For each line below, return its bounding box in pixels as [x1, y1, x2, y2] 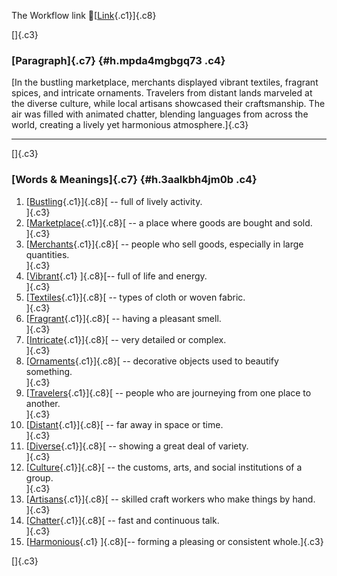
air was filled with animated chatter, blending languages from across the [11, 108, 309, 120]
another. [25, 397, 61, 409]
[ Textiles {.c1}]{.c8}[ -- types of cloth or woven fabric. [25, 291, 246, 303]
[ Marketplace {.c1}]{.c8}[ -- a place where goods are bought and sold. [25, 216, 313, 229]
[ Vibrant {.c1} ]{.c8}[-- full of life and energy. [25, 270, 208, 282]
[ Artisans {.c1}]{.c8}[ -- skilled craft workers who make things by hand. [25, 493, 316, 505]
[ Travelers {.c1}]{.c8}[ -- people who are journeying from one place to [25, 386, 312, 399]
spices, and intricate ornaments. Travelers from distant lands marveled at [11, 87, 313, 99]
